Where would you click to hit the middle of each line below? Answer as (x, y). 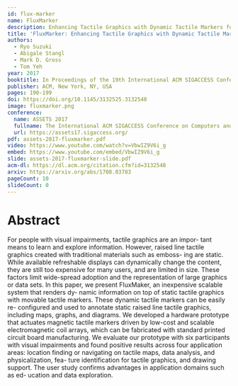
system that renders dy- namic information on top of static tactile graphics (116, 293)
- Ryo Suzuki (33, 47)
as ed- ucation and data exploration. (60, 375)
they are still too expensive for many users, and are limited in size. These (113, 270)
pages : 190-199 (30, 93)
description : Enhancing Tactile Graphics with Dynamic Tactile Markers (115, 27)
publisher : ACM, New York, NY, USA (60, 86)
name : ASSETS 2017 (41, 119)
